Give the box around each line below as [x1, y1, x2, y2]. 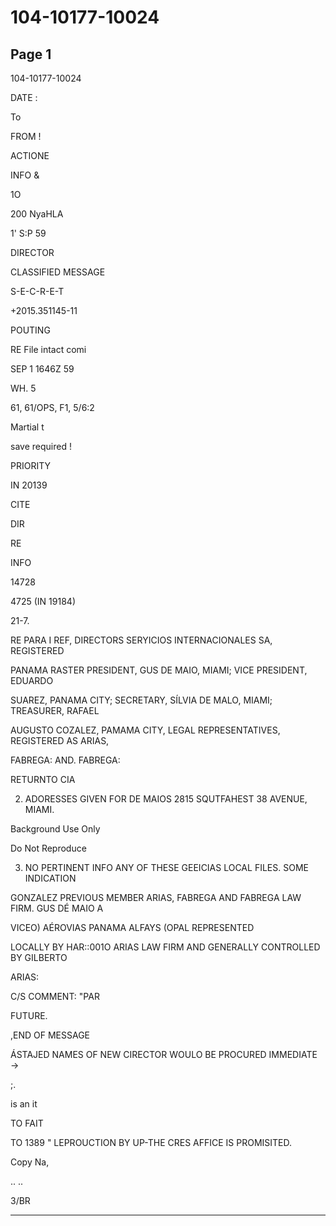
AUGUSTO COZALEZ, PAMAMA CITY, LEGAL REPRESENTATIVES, [10, 724, 281, 736]
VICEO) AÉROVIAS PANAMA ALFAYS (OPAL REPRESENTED [10, 922, 255, 933]
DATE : [10, 92, 38, 103]
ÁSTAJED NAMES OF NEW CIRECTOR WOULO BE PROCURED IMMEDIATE [10, 1049, 318, 1060]
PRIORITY [10, 460, 51, 471]
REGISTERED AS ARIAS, [10, 735, 110, 746]
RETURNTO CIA [10, 774, 76, 785]
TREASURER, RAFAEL [10, 705, 100, 716]
